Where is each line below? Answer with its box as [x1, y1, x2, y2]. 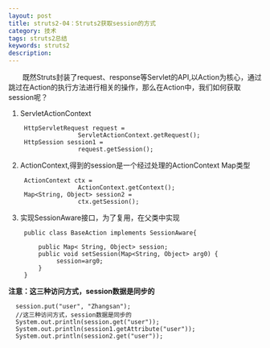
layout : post [8, 11, 52, 20]
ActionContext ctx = [23, 176, 92, 184]
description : [8, 49, 52, 57]
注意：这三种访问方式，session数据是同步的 [8, 287, 155, 296]
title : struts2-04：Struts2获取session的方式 [8, 19, 157, 27]
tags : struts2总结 [8, 34, 67, 43]
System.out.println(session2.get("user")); [15, 332, 163, 340]
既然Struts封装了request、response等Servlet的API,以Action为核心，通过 [22, 72, 262, 81]
